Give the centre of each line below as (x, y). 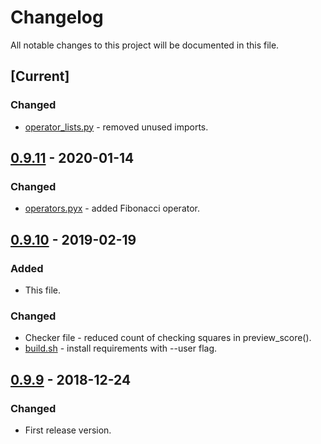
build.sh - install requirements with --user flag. (121, 348)
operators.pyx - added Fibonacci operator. (112, 208)
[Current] (40, 76)
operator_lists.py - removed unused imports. (116, 127)
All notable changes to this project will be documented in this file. (145, 45)
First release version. (68, 430)
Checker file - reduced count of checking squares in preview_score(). (168, 338)
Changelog (57, 17)
